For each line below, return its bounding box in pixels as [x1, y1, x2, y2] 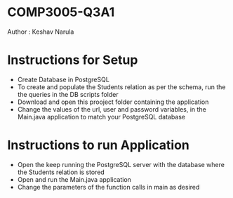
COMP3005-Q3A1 [7, 4, 115, 20]
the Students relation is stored [17, 168, 105, 176]
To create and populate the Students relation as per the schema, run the [17, 82, 226, 91]
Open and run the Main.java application [17, 175, 132, 183]
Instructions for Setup [7, 52, 138, 68]
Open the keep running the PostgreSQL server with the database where [17, 160, 225, 169]
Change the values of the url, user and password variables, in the [17, 105, 207, 113]
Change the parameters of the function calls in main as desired [17, 183, 200, 191]
